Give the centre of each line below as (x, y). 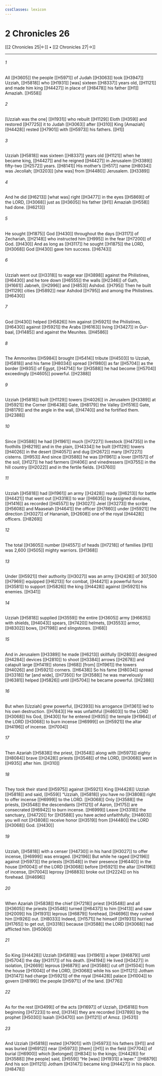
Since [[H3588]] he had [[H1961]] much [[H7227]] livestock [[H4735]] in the (80, 441)
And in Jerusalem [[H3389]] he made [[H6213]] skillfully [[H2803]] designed (81, 654)
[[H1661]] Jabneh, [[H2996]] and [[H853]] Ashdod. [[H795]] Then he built (78, 285)
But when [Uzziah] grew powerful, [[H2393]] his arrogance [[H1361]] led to (80, 706)
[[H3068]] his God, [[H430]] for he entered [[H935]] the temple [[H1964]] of (81, 716)
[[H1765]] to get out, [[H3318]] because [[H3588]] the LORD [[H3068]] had (79, 924)
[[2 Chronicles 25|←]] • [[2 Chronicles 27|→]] (50, 47)
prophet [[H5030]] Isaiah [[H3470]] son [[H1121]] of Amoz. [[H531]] (72, 1017)
